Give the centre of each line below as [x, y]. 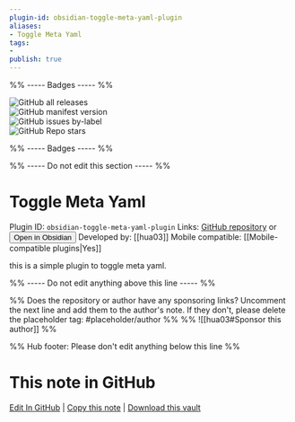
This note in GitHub [82, 383]
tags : [19, 43]
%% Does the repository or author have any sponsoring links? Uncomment [147, 300]
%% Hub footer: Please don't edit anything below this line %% [125, 346]
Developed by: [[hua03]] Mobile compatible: [160, 237]
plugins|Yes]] [77, 248]
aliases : [26, 26]
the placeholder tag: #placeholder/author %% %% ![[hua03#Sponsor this [145, 319]
